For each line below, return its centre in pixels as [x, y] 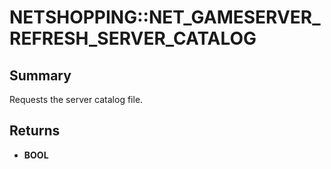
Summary [40, 75]
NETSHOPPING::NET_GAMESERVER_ [165, 17]
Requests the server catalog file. [76, 99]
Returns [35, 131]
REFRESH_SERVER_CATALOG [133, 38]
